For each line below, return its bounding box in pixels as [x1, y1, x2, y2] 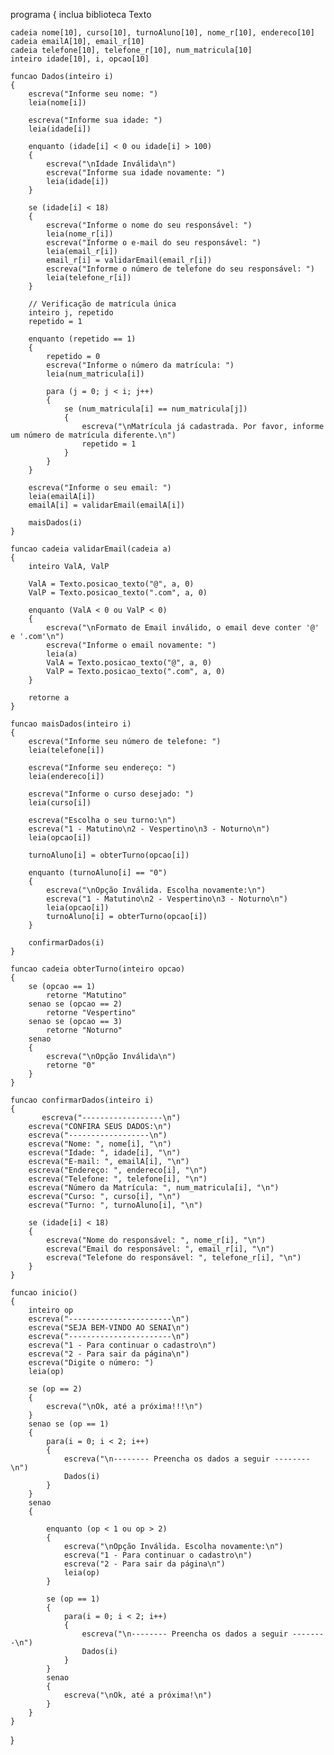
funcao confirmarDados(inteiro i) [10, 1095, 155, 1105]
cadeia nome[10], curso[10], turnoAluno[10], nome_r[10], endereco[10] [10, 28, 315, 38]
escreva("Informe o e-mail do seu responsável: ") [46, 238, 262, 248]
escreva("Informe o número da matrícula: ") [46, 360, 235, 370]
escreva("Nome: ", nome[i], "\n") [28, 1139, 172, 1149]
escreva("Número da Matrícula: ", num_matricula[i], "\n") [28, 1183, 280, 1193]
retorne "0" [46, 1060, 97, 1070]
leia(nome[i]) [28, 98, 87, 108]
